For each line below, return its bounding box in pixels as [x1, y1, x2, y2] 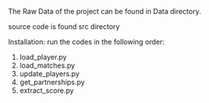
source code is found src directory [8, 22, 120, 31]
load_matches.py [19, 61, 75, 70]
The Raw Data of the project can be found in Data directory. [8, 7, 202, 16]
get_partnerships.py [19, 78, 85, 86]
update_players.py [19, 69, 80, 78]
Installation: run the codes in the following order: [8, 37, 165, 46]
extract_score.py [19, 86, 75, 95]
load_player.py [19, 53, 67, 61]
